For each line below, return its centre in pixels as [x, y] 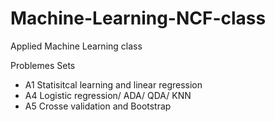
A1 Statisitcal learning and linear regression [113, 84]
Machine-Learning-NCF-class [138, 18]
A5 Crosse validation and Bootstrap [98, 106]
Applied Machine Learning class [76, 46]
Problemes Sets [43, 65]
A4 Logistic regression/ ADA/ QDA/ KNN [108, 95]
